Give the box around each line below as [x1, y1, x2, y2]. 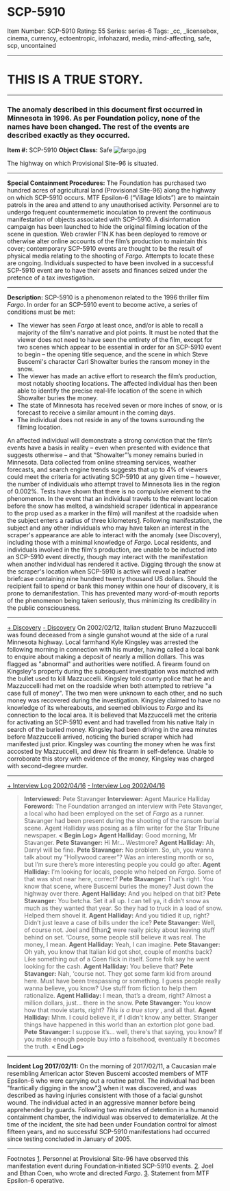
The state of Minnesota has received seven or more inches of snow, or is [16, 402, 222, 410]
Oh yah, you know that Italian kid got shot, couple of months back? [23, 948, 213, 956]
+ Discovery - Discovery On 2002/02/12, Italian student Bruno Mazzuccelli [7, 624, 218, 632]
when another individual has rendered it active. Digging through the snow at [7, 560, 221, 569]
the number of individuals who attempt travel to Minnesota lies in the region [7, 480, 220, 489]
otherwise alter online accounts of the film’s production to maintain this [7, 237, 207, 245]
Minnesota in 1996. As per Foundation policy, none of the [7, 113, 201, 123]
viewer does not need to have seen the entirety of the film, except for [16, 336, 213, 344]
